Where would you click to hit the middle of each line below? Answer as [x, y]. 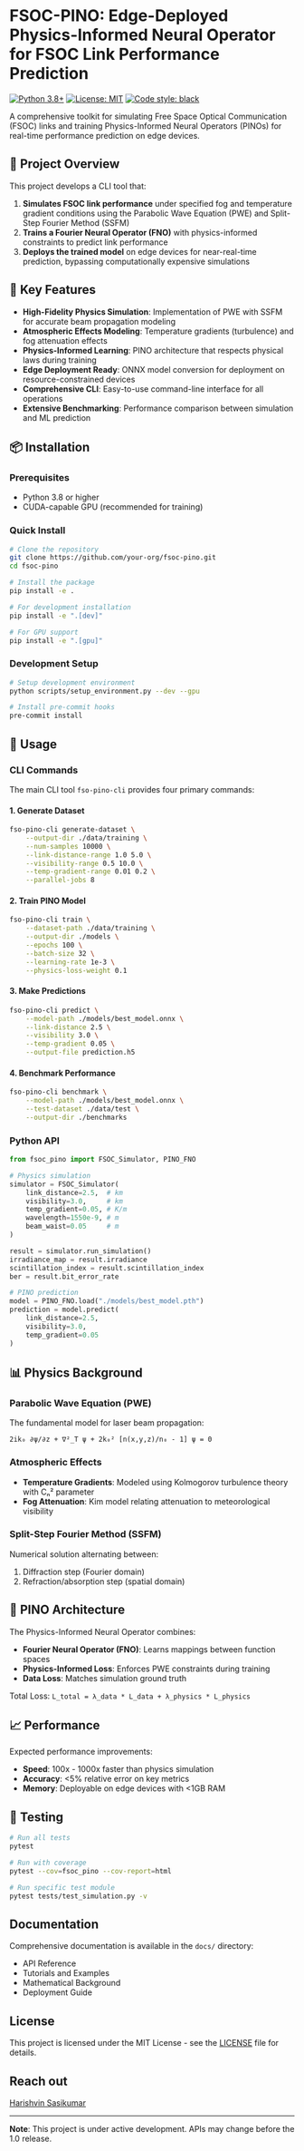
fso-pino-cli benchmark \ [58, 1092]
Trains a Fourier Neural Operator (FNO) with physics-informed [140, 232]
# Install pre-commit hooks [62, 707]
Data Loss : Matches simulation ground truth [104, 1678]
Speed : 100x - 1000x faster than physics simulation [118, 1769]
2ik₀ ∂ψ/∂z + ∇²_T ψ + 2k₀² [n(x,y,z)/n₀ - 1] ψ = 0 [111, 1440]
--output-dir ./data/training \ [86, 838]
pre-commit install [46, 716]
